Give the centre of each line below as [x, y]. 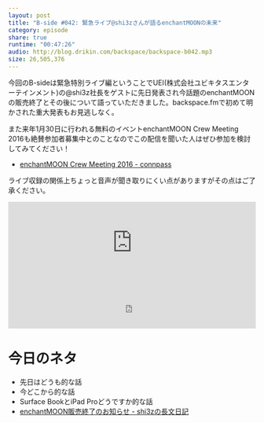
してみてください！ [39, 148]
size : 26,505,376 [37, 60]
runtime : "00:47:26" [42, 45]
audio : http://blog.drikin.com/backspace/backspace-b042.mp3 [110, 52]
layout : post [29, 15]
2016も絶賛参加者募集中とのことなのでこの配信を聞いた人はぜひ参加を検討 [130, 138]
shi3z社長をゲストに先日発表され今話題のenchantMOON [163, 92]
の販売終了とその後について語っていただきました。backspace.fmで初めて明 [131, 102]
